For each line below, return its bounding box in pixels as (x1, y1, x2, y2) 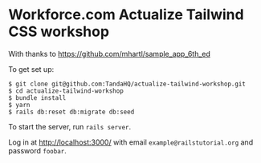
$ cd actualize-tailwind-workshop (8, 86, 124, 95)
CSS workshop (8, 22, 110, 41)
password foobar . (8, 145, 67, 155)
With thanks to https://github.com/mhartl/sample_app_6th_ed (8, 49, 211, 58)
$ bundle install (8, 93, 67, 101)
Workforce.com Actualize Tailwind (8, 6, 244, 24)
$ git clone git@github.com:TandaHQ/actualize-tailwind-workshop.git (8, 80, 247, 88)
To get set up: (8, 64, 55, 74)
